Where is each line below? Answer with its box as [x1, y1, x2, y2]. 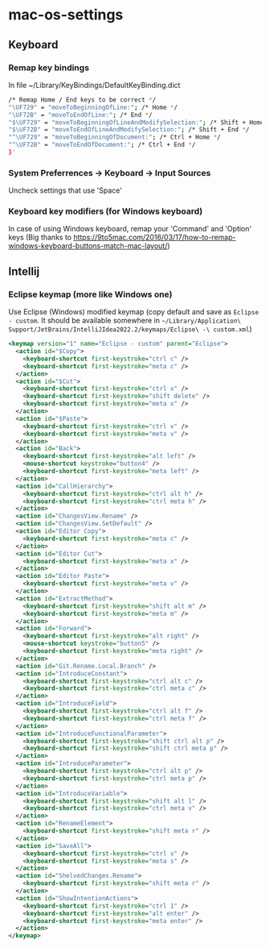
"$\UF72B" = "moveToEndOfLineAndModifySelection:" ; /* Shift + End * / [8, 126, 250, 134]
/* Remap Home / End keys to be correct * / [8, 95, 157, 104]
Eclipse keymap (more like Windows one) [8, 289, 173, 300]
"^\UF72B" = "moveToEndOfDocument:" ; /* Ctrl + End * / [8, 141, 196, 149]
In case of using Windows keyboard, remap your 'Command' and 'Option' [8, 224, 252, 234]
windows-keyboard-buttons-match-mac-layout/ [8, 241, 168, 251]
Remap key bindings [8, 62, 90, 73]
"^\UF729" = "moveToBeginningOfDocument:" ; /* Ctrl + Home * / [8, 133, 221, 142]
